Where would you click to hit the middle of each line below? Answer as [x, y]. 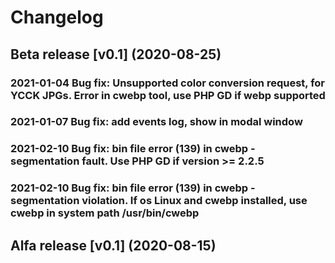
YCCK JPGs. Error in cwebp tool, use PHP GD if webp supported [168, 95]
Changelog [57, 17]
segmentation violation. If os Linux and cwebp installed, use [159, 201]
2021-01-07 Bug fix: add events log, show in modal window [156, 122]
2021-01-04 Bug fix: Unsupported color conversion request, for [168, 83]
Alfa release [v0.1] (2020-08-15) [113, 245]
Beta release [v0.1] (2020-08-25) [116, 54]
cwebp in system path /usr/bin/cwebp [105, 213]
